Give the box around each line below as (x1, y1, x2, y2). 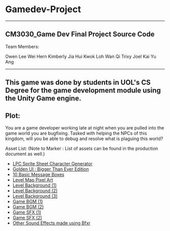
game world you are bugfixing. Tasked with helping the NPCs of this (5, 130, 147, 136)
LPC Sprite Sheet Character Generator (12, 160, 93, 167)
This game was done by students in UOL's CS (5, 78, 151, 87)
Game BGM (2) (12, 204, 44, 210)
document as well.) (5, 151, 45, 157)
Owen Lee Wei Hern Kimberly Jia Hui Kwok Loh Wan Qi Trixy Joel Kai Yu (5, 53, 156, 59)
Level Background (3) (12, 193, 58, 199)
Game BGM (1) (12, 198, 43, 204)
